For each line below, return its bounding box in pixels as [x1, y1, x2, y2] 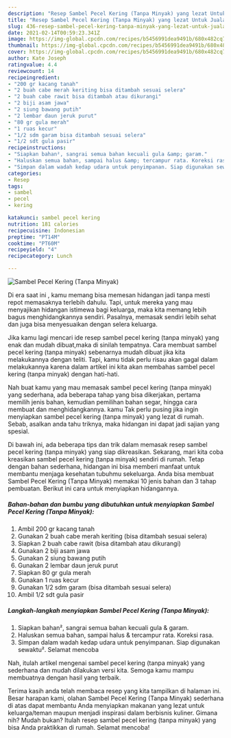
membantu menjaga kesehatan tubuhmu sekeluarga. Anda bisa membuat [8, 470, 215, 478]
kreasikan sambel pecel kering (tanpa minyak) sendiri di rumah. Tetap [8, 455, 205, 463]
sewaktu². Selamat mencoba [17, 645, 99, 653]
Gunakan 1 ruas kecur [17, 576, 80, 584]
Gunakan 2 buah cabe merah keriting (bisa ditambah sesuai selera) [17, 532, 208, 540]
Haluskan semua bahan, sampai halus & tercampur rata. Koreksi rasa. [17, 631, 215, 639]
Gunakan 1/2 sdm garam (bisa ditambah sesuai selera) [17, 583, 172, 592]
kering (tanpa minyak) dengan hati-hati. [8, 370, 119, 378]
